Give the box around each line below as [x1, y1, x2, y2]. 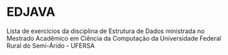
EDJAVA [6, 4, 56, 20]
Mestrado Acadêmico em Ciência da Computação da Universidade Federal [6, 34, 222, 42]
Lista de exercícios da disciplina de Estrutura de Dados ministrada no [6, 27, 205, 35]
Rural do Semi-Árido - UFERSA [6, 41, 95, 49]
